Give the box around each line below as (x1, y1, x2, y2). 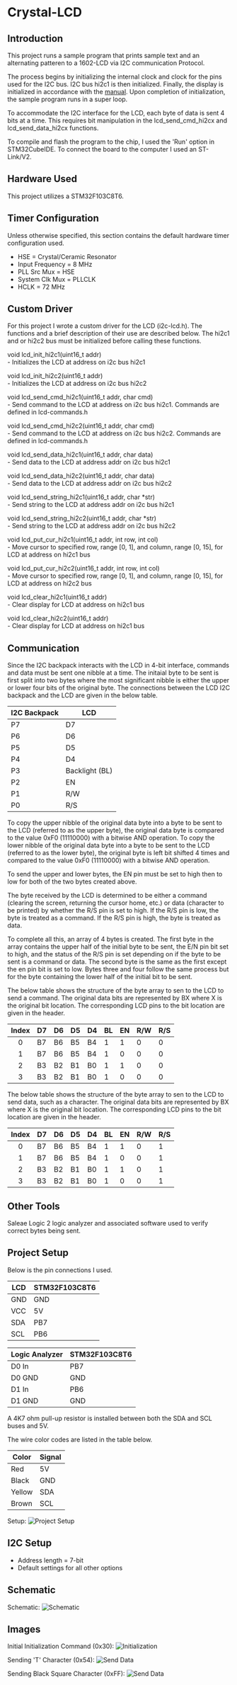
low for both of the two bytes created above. (7, 877, 137, 886)
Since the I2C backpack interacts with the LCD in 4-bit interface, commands (7, 661, 230, 670)
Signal (40, 1452, 62, 1462)
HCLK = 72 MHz (17, 282, 66, 291)
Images (7, 1623, 41, 1635)
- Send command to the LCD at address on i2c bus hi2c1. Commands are (7, 401, 219, 409)
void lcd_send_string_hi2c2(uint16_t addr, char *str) (7, 514, 157, 522)
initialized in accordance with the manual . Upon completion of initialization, (7, 88, 226, 96)
